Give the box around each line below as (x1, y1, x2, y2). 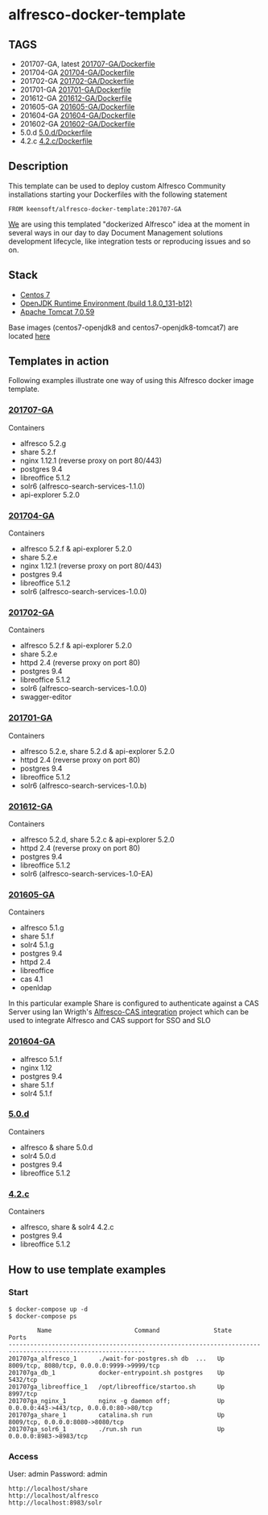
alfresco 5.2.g (19, 438, 67, 448)
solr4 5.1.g (19, 940, 55, 950)
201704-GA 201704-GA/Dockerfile (19, 68, 135, 77)
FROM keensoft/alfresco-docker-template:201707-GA (8, 205, 182, 213)
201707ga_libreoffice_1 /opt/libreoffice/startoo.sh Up (8, 1383, 225, 1391)
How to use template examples (8, 1263, 167, 1276)
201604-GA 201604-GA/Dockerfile (19, 110, 136, 120)
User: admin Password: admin (8, 1469, 108, 1479)
